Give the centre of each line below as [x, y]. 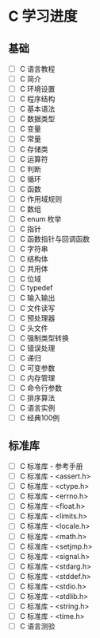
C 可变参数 [37, 368]
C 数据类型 [37, 119]
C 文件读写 [37, 308]
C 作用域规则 [40, 199]
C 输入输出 [37, 298]
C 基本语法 [37, 109]
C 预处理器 [37, 318]
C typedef [36, 288]
